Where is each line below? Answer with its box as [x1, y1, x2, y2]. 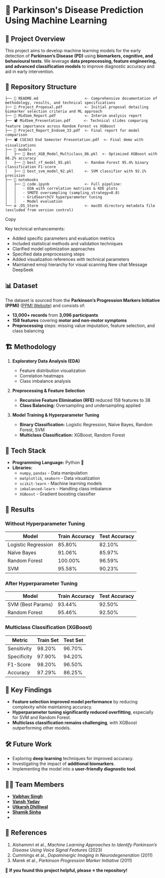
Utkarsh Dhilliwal [12, 804, 48, 809]
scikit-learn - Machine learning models [19, 480, 102, 486]
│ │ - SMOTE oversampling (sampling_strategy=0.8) [5, 190, 120, 195]
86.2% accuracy [5, 155, 36, 161]
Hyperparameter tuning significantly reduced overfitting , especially [12, 709, 154, 715]
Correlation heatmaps [19, 373, 64, 379]
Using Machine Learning [5, 15, 107, 26]
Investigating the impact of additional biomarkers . [12, 761, 115, 767]
